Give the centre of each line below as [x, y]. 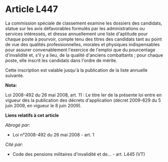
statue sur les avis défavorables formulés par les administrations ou [75, 28]
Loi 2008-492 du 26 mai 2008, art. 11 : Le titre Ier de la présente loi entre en [83, 95]
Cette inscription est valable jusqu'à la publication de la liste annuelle [76, 70]
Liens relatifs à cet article [32, 115]
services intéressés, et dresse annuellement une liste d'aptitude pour [76, 34]
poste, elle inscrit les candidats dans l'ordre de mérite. [61, 60]
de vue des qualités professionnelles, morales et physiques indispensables [82, 44]
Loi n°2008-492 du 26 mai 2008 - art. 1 [53, 134]
